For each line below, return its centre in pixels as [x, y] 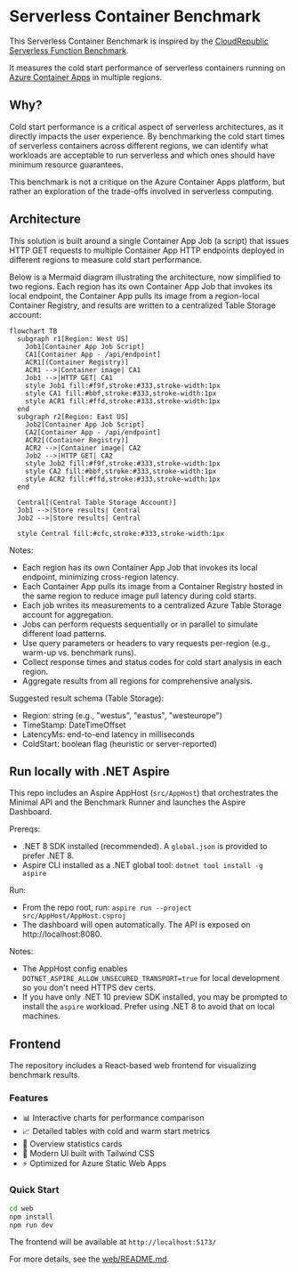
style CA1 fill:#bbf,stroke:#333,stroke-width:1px [121, 393]
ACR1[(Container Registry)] [77, 362]
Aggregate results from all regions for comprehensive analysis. [137, 681]
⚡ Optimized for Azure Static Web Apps [94, 1164]
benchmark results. [44, 1075]
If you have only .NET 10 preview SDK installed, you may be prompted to [154, 997]
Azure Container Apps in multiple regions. [86, 77]
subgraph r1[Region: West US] [73, 339]
